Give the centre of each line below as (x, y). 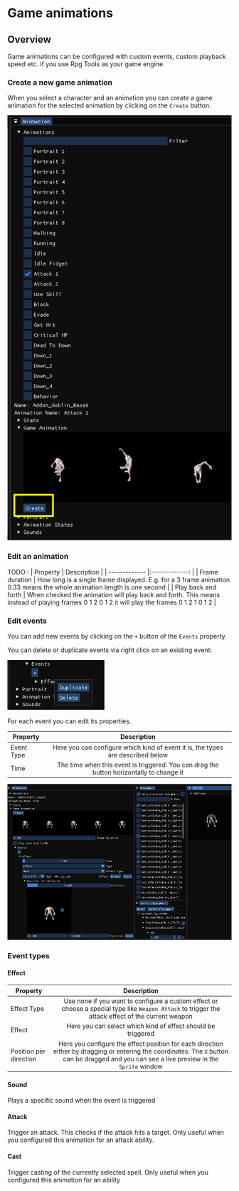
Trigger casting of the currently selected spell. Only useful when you (108, 1172)
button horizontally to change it (138, 772)
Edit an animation (38, 557)
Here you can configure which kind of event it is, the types (138, 747)
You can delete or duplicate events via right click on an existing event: (110, 650)
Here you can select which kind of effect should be (141, 1026)
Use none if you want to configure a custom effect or (141, 1001)
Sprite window (140, 1066)
